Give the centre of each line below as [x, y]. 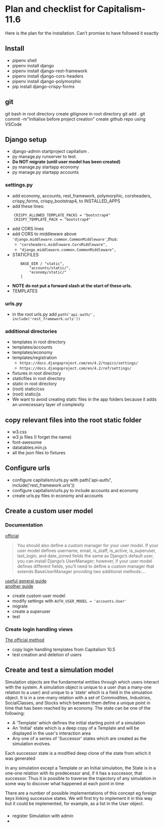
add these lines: [28, 206]
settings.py [19, 185]
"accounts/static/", [50, 268]
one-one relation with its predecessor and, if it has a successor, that [74, 773]
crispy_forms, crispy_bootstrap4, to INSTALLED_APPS [66, 201]
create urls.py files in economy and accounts [58, 496]
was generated [20, 758]
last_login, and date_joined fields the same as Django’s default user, [85, 555]
